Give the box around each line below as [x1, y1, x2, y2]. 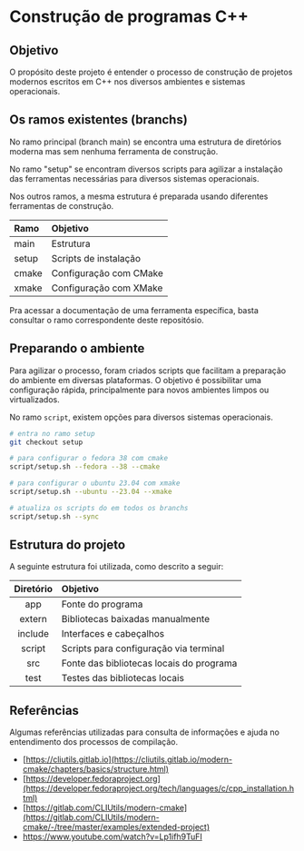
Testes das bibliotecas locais [61, 672, 184, 685]
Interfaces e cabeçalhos [61, 628, 165, 640]
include [17, 628, 50, 640]
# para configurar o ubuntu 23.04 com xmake [9, 479, 181, 488]
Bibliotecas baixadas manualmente [61, 613, 211, 626]
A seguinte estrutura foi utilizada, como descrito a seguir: [9, 561, 224, 572]
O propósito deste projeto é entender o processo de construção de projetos [9, 66, 293, 77]
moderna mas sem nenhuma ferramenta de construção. [9, 145, 219, 156]
